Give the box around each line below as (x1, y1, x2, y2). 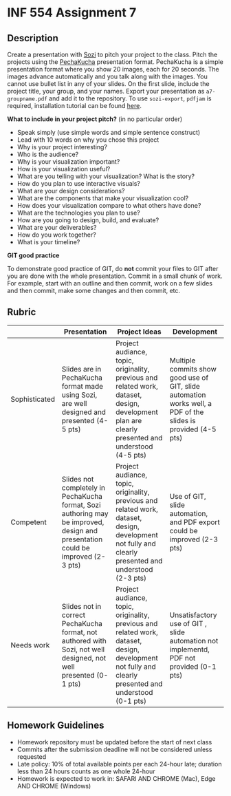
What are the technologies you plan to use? (16, 208, 141, 217)
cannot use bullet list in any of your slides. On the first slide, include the (7, 80, 210, 87)
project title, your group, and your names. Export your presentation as (7, 87, 205, 95)
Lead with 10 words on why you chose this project (16, 136, 159, 144)
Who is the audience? (16, 150, 79, 158)
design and (61, 526, 98, 535)
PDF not (169, 653, 196, 663)
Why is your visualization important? (16, 158, 120, 166)
